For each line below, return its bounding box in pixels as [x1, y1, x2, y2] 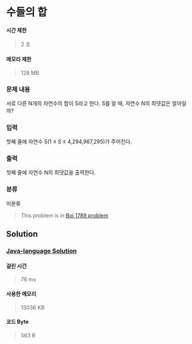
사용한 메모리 [6, 290, 37, 297]
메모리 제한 [6, 55, 32, 62]
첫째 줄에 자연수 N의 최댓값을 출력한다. [6, 169, 96, 176]
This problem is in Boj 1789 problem [20, 212, 109, 219]
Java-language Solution [6, 247, 77, 255]
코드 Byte [6, 318, 29, 326]
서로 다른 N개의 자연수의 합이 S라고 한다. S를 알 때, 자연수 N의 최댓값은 [6, 99, 171, 107]
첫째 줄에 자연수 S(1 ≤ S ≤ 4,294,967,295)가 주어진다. [6, 138, 132, 146]
